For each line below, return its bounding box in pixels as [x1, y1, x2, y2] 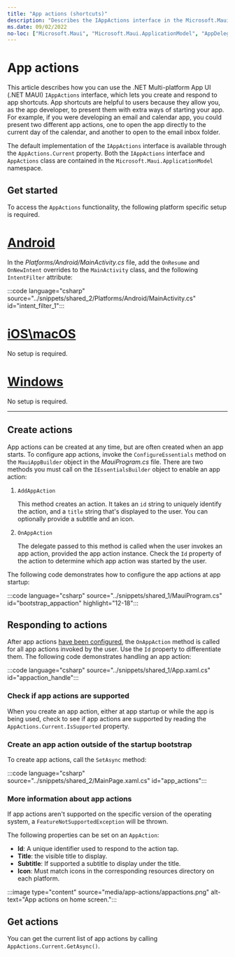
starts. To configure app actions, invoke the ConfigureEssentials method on [7, 450, 227, 458]
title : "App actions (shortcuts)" [7, 10, 108, 18]
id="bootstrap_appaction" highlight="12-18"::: [7, 598, 138, 607]
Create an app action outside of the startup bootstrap [7, 739, 192, 749]
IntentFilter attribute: [7, 273, 73, 281]
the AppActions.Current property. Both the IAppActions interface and [7, 149, 205, 158]
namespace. [7, 164, 43, 173]
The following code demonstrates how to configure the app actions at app [7, 570, 221, 579]
